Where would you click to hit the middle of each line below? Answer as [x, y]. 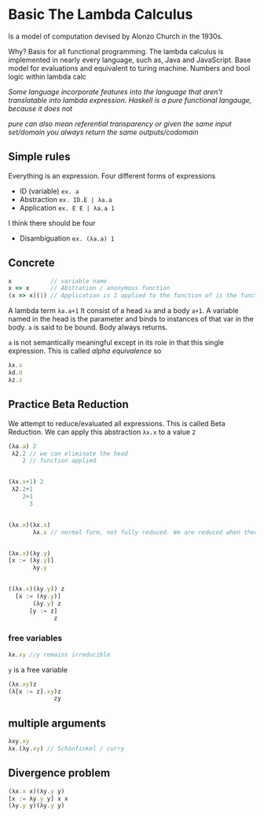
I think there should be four [52, 223]
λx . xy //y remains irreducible [59, 654]
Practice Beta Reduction [69, 405]
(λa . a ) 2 [22, 446]
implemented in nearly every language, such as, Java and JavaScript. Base [130, 60]
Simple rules [39, 157]
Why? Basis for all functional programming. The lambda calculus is [116, 51]
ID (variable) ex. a [49, 191]
